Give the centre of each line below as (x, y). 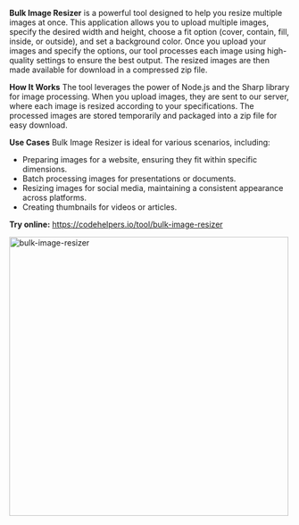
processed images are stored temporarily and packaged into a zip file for (143, 116)
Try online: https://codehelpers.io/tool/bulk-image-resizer (116, 224)
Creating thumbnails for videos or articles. (100, 207)
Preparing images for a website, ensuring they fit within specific (139, 159)
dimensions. (45, 169)
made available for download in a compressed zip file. (108, 70)
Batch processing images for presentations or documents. (129, 179)
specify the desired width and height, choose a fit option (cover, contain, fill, (149, 32)
